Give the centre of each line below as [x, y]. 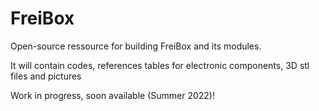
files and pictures [46, 76]
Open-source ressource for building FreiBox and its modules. [136, 46]
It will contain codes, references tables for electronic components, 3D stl [160, 65]
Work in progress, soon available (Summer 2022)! [112, 95]
